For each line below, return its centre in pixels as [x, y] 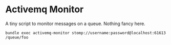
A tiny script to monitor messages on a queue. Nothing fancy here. [76, 24]
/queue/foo [17, 37]
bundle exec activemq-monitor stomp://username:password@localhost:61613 [86, 33]
